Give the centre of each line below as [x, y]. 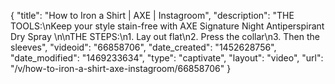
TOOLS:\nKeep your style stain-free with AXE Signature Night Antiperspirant [167, 26]
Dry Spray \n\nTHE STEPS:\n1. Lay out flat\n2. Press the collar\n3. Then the [165, 36]
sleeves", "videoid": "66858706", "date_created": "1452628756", [143, 47]
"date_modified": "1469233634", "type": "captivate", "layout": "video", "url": [167, 58]
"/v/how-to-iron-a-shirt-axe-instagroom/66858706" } [121, 68]
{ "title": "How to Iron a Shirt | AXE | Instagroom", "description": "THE [152, 15]
